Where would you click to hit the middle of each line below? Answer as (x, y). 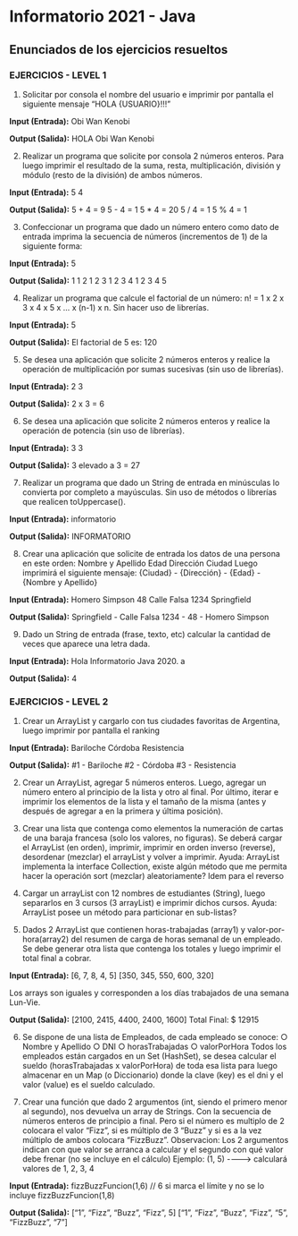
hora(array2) (46, 939)
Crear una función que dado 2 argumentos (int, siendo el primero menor (155, 1102)
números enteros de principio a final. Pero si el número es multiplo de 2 (153, 1121)
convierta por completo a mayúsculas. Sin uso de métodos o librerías (149, 492)
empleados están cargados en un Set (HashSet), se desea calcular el (149, 1056)
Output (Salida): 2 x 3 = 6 (57, 404)
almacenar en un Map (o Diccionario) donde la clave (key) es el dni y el (153, 1075)
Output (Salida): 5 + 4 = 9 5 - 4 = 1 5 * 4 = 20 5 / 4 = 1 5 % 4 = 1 (128, 209)
